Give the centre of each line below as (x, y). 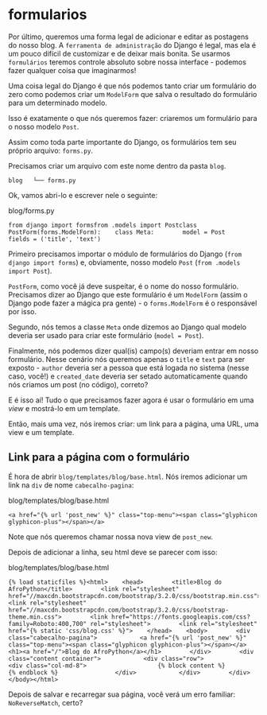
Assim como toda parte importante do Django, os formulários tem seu (122, 142)
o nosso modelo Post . (44, 126)
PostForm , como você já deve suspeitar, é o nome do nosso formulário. (124, 286)
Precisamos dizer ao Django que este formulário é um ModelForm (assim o (128, 294)
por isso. (23, 311)
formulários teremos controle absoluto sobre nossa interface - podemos (127, 62)
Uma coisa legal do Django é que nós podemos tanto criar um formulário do (132, 86)
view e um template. (41, 432)
